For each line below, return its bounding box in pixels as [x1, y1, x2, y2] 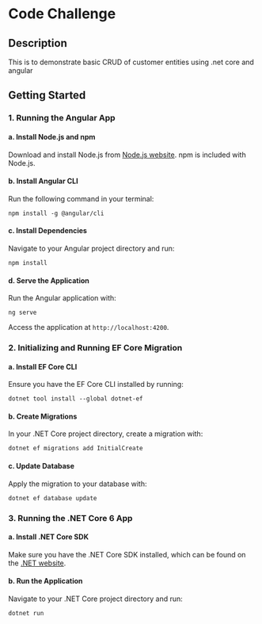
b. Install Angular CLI [8, 176, 78, 186]
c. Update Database [8, 461, 75, 471]
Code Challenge [8, 5, 116, 23]
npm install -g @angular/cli [8, 209, 104, 217]
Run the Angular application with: [8, 293, 116, 303]
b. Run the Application [8, 576, 83, 586]
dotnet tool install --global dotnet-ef [8, 395, 144, 403]
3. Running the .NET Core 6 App [8, 512, 133, 523]
